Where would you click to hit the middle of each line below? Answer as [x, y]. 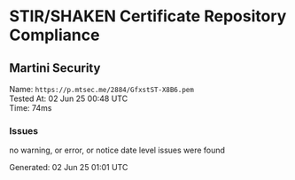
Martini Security [55, 68]
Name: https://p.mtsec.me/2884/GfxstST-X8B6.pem [102, 89]
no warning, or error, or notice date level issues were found [117, 150]
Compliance [54, 35]
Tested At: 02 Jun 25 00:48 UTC [69, 98]
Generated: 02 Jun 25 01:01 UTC [69, 168]
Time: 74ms [31, 108]
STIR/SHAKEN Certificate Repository [148, 16]
